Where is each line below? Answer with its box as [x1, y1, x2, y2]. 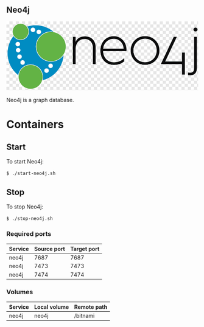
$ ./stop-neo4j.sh [6, 215, 53, 221]
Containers [6, 118, 64, 131]
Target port [69, 245, 100, 252]
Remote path [74, 303, 108, 311]
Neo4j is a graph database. [6, 97, 74, 104]
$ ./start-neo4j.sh [6, 170, 56, 177]
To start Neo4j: [6, 158, 44, 165]
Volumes [6, 287, 33, 296]
